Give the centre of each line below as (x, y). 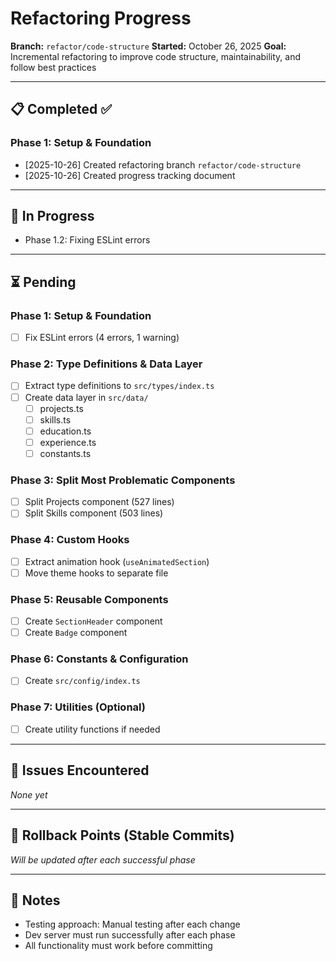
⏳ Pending (43, 282)
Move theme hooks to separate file (96, 573)
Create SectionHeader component (93, 621)
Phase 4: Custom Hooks (70, 540)
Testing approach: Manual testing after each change (132, 924)
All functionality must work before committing (118, 946)
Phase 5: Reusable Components (89, 599)
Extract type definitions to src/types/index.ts (119, 386)
